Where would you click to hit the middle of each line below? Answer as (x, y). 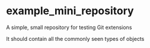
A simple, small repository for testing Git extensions (69, 27)
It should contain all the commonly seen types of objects (75, 39)
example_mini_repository (70, 11)
